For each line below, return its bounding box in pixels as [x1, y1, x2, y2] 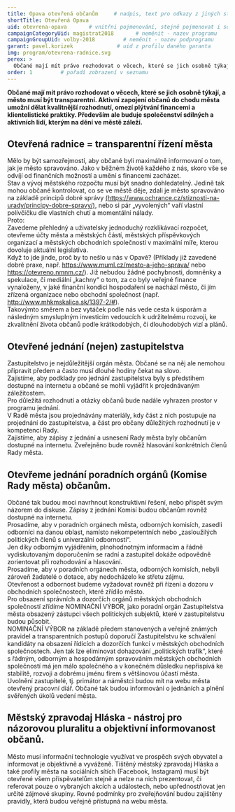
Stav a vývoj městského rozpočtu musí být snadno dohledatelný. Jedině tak [7, 179, 225, 188]
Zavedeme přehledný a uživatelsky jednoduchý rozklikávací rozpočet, [7, 223, 208, 232]
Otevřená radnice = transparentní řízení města [7, 138, 213, 150]
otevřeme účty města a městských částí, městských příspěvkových [7, 231, 201, 239]
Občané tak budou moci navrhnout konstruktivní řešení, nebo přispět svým [7, 498, 223, 506]
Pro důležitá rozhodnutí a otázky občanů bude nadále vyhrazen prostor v [7, 396, 218, 405]
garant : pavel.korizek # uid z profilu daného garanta [7, 43, 211, 50]
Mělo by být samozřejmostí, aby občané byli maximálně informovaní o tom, [7, 157, 223, 165]
